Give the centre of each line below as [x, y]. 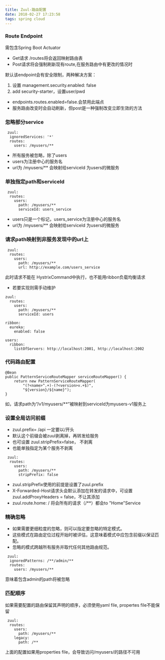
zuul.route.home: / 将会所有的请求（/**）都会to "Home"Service [76, 503]
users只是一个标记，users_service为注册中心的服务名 [66, 219]
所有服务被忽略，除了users [40, 155]
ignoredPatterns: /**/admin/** [42, 561]
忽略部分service [24, 122]
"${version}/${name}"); [47, 390]
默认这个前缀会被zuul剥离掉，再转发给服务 [55, 436]
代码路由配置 [20, 362]
